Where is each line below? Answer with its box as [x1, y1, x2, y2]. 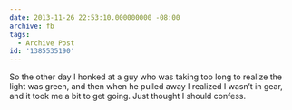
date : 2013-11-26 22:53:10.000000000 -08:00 [9, 13, 180, 23]
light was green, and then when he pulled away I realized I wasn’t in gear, [9, 81, 283, 92]
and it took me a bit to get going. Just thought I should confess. [9, 91, 247, 102]
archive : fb [9, 22, 54, 31]
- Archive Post [17, 38, 75, 48]
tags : [9, 30, 30, 39]
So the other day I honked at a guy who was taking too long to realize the [9, 71, 283, 82]
